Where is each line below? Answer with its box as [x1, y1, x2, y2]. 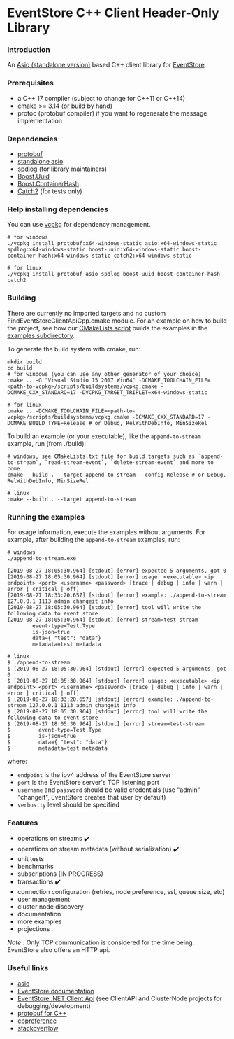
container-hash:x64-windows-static [7, 252, 111, 260]
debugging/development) [17, 1001, 91, 1010]
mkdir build [7, 358, 42, 365]
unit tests [17, 855, 45, 863]
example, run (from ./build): [7, 439, 86, 447]
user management [17, 895, 71, 904]
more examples [17, 917, 62, 926]
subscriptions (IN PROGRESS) [17, 870, 103, 878]
